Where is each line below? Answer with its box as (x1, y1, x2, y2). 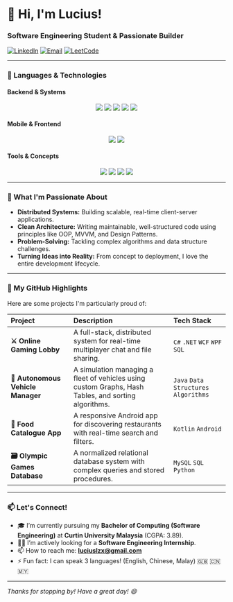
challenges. (17, 245, 51, 253)
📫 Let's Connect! (7, 502, 68, 512)
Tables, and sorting (73, 390, 137, 400)
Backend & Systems (7, 88, 66, 96)
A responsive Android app (73, 411, 158, 420)
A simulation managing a (73, 364, 154, 374)
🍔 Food (10, 419, 35, 429)
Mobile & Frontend (7, 120, 61, 128)
